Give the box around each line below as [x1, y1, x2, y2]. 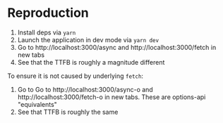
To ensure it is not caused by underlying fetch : [7, 72, 143, 80]
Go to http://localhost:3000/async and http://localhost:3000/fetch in [17, 43, 217, 51]
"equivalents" [17, 100, 58, 108]
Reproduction [7, 5, 90, 21]
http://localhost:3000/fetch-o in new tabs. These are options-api [17, 93, 206, 101]
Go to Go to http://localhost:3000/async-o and [17, 85, 153, 93]
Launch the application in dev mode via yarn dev [17, 35, 159, 44]
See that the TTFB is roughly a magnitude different [17, 58, 165, 66]
